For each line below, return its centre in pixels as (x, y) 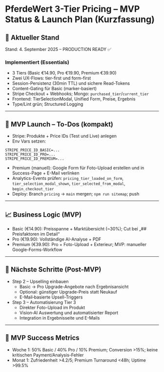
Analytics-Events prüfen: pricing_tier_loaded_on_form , (68, 178)
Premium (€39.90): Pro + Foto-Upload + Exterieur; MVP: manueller (79, 244)
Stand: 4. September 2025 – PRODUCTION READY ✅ (58, 49)
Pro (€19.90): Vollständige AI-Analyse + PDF (57, 239)
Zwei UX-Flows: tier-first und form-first (51, 78)
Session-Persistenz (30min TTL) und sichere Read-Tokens (71, 83)
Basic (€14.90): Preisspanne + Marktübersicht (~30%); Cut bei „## (79, 228)
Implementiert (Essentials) (37, 62)
